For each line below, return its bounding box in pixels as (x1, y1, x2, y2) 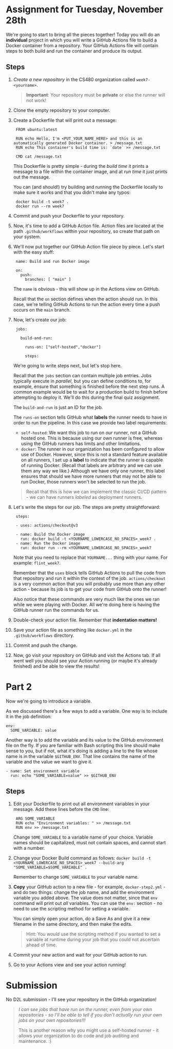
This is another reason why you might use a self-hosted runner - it (18, 1027, 159, 1034)
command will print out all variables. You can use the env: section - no (13, 900, 163, 906)
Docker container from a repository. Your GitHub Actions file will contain (6, 42, 159, 48)
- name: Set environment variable (6, 768, 80, 773)
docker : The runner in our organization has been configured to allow (21, 445, 165, 452)
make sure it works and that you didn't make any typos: (13, 189, 131, 196)
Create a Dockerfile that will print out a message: (13, 117, 117, 123)
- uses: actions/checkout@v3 (15, 522, 79, 528)
